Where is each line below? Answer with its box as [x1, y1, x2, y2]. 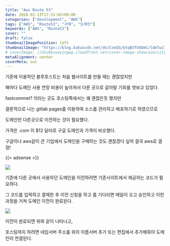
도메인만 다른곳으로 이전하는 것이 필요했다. [5, 117, 90, 123]
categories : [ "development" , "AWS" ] [5, 17, 82, 22]
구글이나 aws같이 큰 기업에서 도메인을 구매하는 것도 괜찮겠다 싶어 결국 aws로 [5, 138, 157, 144]
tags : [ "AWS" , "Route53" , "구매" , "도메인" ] [5, 21, 95, 27]
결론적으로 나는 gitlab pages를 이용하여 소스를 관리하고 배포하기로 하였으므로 [5, 106, 158, 112]
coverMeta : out [5, 59, 37, 64]
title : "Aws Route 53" [5, 7, 53, 13]
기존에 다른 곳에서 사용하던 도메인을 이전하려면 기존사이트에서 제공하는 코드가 [5, 175, 158, 181]
